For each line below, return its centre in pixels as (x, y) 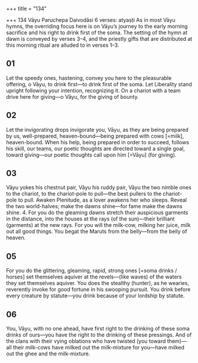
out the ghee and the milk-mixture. (48, 354)
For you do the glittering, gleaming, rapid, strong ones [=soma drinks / (92, 271)
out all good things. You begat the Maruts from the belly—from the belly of (97, 231)
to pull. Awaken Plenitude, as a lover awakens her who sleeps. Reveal (103, 200)
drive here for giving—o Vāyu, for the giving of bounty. (72, 96)
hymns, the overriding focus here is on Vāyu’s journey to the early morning (97, 26)
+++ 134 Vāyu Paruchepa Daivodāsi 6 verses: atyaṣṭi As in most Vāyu (91, 20)
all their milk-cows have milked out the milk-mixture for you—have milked (95, 348)
